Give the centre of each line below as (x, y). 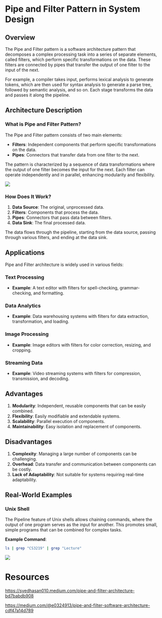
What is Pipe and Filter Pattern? (43, 124)
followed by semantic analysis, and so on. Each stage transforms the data (79, 90)
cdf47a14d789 (19, 611)
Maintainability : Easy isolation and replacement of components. (77, 426)
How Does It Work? (28, 197)
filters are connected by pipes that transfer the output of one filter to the (78, 65)
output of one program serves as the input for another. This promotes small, (81, 525)
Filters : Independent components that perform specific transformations (84, 144)
